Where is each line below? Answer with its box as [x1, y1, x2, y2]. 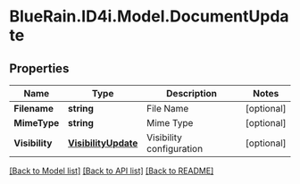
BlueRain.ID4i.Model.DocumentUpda [9, 6, 289, 27]
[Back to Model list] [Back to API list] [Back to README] [9, 165, 214, 176]
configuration [146, 143, 204, 155]
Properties [9, 61, 70, 76]
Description [166, 88, 217, 99]
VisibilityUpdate [68, 137, 138, 149]
